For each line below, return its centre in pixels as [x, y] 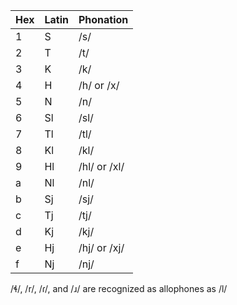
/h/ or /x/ [99, 85]
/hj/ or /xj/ [101, 247]
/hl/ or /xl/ [101, 166]
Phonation [103, 19]
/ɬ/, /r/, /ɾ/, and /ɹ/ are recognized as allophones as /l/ [119, 288]
